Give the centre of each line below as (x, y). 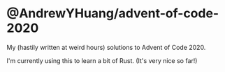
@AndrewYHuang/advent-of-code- (113, 13)
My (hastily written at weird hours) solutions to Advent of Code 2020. (106, 47)
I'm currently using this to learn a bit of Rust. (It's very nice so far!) (102, 60)
